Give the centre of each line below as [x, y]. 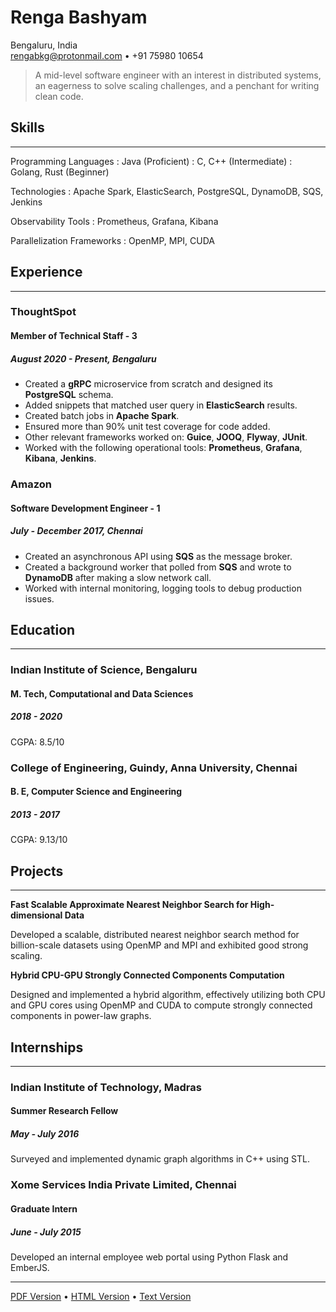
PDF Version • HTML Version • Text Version [101, 1296]
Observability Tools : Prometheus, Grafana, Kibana [114, 221]
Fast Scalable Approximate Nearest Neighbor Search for [129, 905]
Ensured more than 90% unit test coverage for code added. [147, 427]
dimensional [36, 915]
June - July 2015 [46, 1232]
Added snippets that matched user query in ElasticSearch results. [161, 405]
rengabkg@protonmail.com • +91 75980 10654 [107, 55]
